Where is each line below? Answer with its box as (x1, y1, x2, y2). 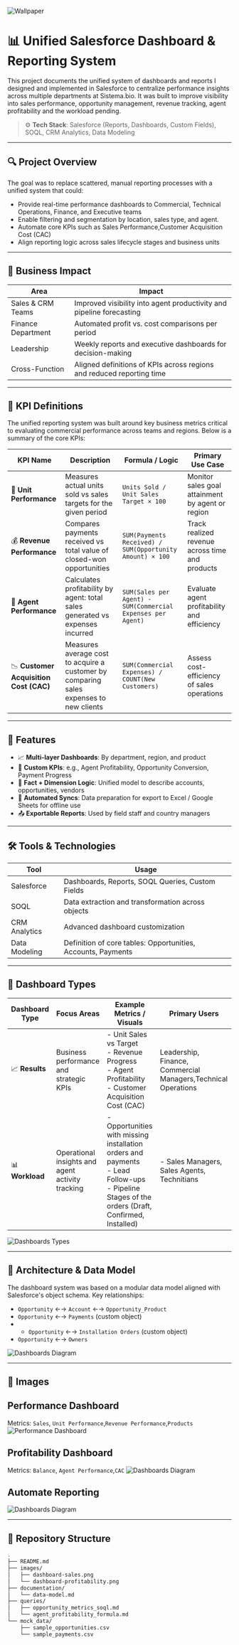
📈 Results (11, 1064, 46, 1074)
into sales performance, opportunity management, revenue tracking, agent (7, 99, 226, 107)
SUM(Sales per (122, 588, 170, 597)
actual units (65, 481, 105, 491)
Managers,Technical (159, 1074, 228, 1084)
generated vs (65, 610, 110, 620)
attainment (187, 489, 223, 499)
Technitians (159, 1174, 199, 1184)
